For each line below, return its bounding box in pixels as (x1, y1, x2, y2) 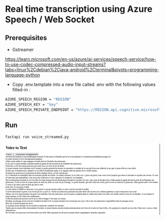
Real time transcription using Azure (5, 3, 153, 15)
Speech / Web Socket (5, 14, 95, 25)
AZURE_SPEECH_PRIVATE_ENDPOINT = (5, 107, 74, 112)
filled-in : (12, 87, 30, 92)
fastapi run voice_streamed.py (5, 135, 69, 140)
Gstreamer (12, 47, 34, 52)
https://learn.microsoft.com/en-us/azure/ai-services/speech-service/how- (5, 56, 156, 62)
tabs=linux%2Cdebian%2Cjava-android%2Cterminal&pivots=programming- (5, 67, 159, 73)
